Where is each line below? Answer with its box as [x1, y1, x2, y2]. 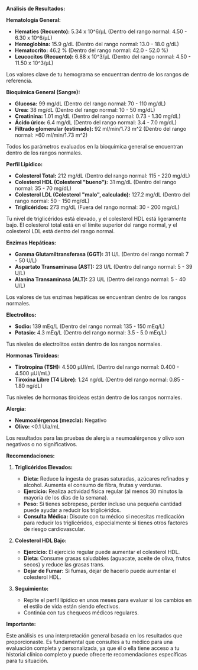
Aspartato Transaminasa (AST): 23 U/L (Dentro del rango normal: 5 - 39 [14, 263, 193, 270]
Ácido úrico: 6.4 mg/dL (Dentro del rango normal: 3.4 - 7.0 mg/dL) [14, 119, 177, 126]
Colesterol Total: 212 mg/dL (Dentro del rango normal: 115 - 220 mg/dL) [14, 172, 190, 179]
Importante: [6, 621, 37, 627]
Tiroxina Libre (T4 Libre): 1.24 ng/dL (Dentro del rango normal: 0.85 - [14, 376, 184, 383]
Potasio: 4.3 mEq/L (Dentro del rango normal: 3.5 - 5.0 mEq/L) [14, 329, 167, 336]
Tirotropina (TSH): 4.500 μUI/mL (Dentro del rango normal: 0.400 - [14, 363, 179, 371]
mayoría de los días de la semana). [23, 494, 108, 501]
